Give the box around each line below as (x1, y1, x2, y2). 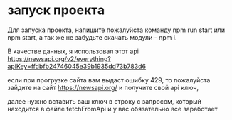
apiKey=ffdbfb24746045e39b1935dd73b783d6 (7, 62, 147, 70)
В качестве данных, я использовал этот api (7, 47, 139, 55)
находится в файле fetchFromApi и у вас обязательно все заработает (7, 104, 218, 113)
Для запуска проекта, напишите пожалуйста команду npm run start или (7, 26, 226, 34)
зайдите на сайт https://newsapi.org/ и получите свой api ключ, (7, 83, 199, 92)
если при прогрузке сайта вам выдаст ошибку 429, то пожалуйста (7, 75, 211, 84)
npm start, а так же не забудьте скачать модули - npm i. (7, 33, 177, 41)
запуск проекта (7, 2, 105, 18)
